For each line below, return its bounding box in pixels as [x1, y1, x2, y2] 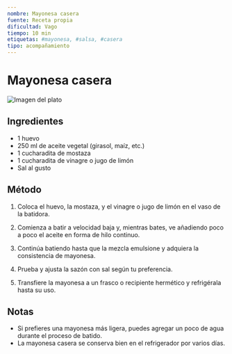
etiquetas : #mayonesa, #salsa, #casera [7, 36, 123, 43]
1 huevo [17, 134, 40, 143]
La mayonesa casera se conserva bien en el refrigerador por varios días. [17, 339, 226, 348]
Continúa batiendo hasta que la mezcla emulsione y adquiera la [17, 244, 199, 252]
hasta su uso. [17, 286, 56, 294]
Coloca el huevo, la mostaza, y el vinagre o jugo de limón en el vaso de [17, 202, 221, 211]
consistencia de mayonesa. [17, 251, 96, 259]
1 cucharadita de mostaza [17, 149, 92, 157]
